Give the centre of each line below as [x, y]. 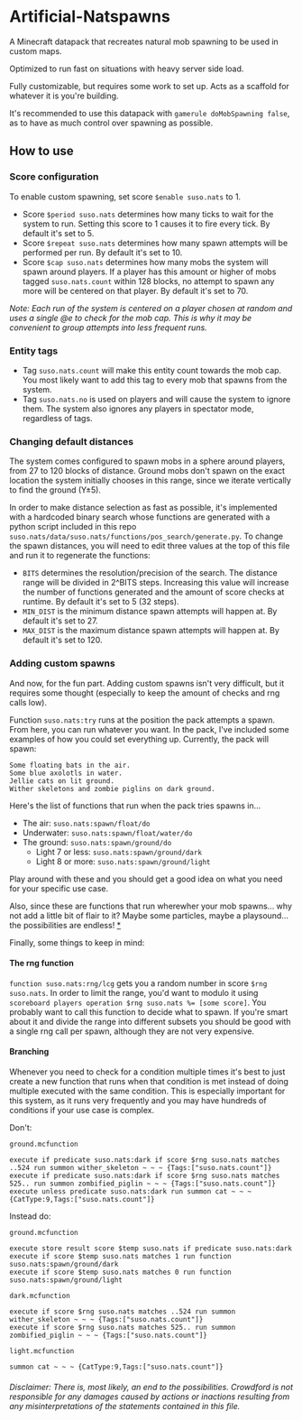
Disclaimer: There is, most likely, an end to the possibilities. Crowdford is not [151, 1387]
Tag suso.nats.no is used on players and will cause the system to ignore [156, 399]
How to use [41, 151]
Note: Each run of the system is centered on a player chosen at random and [151, 308]
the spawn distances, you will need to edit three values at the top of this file [150, 546]
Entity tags [34, 351]
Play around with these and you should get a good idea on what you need [146, 879]
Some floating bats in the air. [70, 765]
